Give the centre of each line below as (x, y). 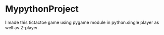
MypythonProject (42, 9)
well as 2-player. (22, 27)
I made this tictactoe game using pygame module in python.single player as (82, 22)
